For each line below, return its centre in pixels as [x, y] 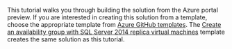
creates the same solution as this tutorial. [66, 39]
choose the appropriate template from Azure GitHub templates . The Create [114, 24]
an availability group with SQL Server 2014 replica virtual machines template [116, 32]
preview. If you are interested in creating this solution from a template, [107, 17]
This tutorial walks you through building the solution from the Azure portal [113, 10]
